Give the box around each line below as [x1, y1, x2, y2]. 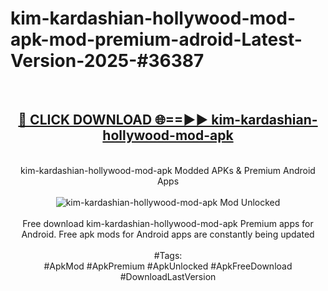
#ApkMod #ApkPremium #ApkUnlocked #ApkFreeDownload [43, 260, 293, 272]
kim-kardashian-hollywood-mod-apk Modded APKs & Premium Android [20, 164, 316, 176]
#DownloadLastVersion [119, 270, 217, 282]
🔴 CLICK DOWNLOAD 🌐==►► [18, 112, 209, 129]
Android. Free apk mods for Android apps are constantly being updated [21, 228, 315, 240]
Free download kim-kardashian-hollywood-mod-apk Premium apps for [22, 217, 314, 229]
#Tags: [153, 249, 183, 261]
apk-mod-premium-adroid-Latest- [10, 28, 303, 51]
